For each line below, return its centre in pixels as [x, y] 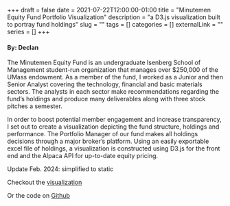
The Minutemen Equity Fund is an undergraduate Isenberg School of [104, 63]
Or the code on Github [39, 196]
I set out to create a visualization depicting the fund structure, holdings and [113, 127]
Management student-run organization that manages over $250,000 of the [113, 70]
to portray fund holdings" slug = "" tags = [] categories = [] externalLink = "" [115, 24]
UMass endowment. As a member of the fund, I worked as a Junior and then [115, 77]
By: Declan [23, 47]
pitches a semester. [35, 106]
